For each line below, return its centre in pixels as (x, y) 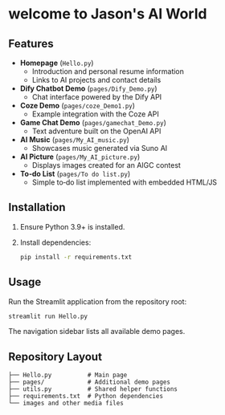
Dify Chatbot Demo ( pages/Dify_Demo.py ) (89, 88)
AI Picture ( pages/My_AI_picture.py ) (80, 157)
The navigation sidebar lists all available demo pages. (97, 332)
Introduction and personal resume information (108, 71)
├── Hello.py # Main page (68, 375)
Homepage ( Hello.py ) (57, 63)
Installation (37, 207)
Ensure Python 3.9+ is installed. (72, 226)
